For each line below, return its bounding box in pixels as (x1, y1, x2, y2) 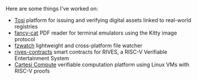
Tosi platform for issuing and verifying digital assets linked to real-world (14, 17, 192, 23)
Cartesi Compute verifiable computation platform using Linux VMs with (14, 61, 190, 68)
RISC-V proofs (14, 67, 50, 74)
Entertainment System (14, 55, 69, 61)
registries (14, 23, 38, 30)
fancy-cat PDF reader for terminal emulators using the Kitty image (14, 29, 177, 36)
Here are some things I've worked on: (5, 5, 98, 12)
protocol (14, 36, 35, 42)
